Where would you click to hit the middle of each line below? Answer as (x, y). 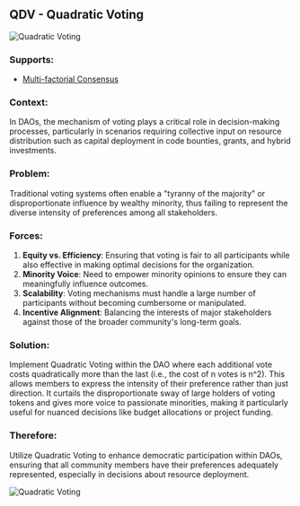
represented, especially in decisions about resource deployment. (129, 474)
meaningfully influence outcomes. (85, 284)
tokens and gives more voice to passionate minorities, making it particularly (149, 403)
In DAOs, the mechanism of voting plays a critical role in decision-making (145, 122)
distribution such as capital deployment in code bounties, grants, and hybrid (150, 141)
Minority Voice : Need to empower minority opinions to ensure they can (154, 274)
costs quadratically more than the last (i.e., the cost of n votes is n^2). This (147, 374)
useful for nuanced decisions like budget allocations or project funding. (141, 413)
